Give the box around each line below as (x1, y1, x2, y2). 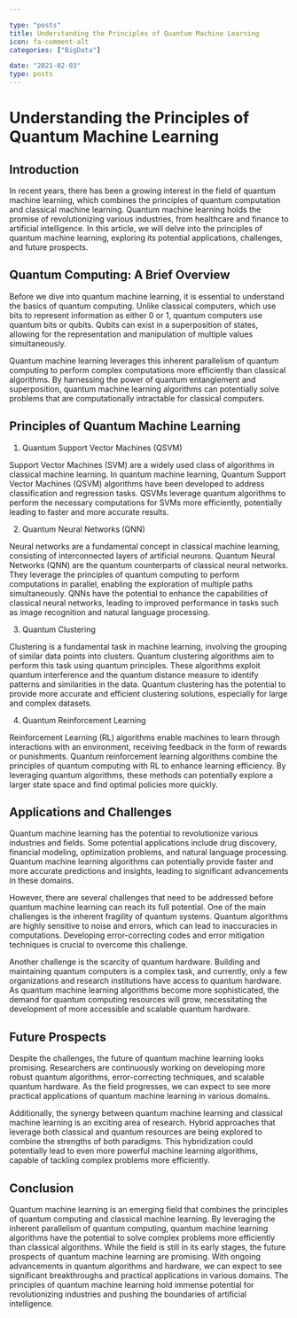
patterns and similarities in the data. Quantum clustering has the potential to (9, 679, 286, 690)
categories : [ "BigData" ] (9, 45, 101, 54)
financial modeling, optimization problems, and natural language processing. (9, 847, 289, 858)
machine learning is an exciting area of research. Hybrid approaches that (9, 1118, 277, 1128)
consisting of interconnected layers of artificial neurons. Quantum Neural (9, 550, 276, 561)
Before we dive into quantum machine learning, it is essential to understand (9, 291, 285, 301)
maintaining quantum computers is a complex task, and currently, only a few (9, 966, 288, 977)
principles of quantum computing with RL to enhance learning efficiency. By (9, 760, 286, 771)
